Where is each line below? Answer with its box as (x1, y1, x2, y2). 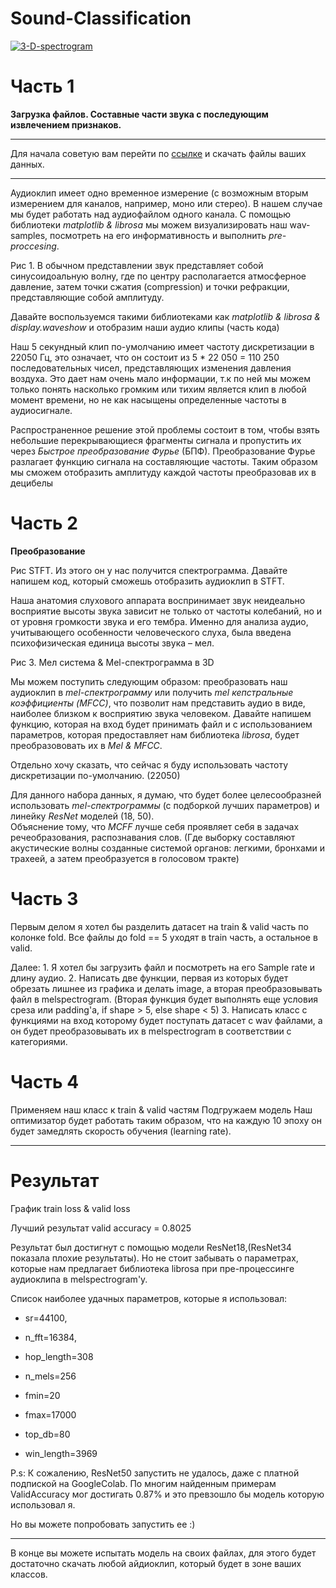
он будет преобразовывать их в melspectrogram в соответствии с (10, 1025, 292, 1037)
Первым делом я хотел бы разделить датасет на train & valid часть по (10, 920, 309, 932)
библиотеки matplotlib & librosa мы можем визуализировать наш (10, 218, 288, 231)
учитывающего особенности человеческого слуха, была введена (10, 626, 292, 638)
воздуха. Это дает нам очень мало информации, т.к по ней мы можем (10, 372, 312, 384)
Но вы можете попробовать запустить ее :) (10, 1518, 196, 1530)
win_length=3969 (24, 1447, 98, 1459)
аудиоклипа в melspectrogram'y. (10, 1273, 148, 1285)
